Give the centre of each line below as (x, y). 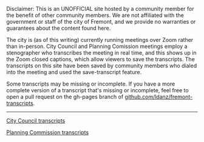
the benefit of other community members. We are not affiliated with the (95, 15)
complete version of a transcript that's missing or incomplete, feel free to (98, 90)
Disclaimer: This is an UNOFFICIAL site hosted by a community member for (100, 9)
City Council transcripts (36, 120)
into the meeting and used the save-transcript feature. (74, 72)
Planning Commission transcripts (48, 132)
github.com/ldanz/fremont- (159, 97)
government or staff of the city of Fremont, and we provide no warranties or (101, 22)
